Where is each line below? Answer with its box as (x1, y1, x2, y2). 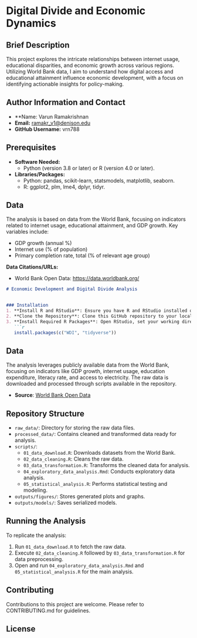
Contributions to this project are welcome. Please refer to (6, 600, 145, 607)
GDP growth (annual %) (14, 240, 72, 247)
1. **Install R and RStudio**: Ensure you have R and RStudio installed (6, 308, 188, 314)
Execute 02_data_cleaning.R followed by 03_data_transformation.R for (14, 549, 185, 556)
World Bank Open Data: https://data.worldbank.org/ (14, 275, 140, 282)
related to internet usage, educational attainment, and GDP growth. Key (6, 222, 178, 229)
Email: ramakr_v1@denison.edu (14, 119, 91, 126)
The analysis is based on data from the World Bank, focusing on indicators (6, 216, 186, 223)
